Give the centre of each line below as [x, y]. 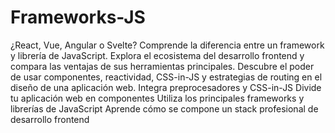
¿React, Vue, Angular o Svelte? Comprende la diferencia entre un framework [167, 45]
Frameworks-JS [78, 17]
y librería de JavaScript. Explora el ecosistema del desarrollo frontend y [157, 55]
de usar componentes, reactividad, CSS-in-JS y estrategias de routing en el [166, 77]
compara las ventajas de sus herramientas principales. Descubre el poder [162, 66]
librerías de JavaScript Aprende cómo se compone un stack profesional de [164, 108]
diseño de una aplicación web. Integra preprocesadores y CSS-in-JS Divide [166, 87]
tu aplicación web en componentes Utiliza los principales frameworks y [157, 98]
